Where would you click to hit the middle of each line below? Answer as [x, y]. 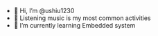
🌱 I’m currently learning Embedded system [74, 25]
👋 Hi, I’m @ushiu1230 [44, 11]
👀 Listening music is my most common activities [82, 18]
